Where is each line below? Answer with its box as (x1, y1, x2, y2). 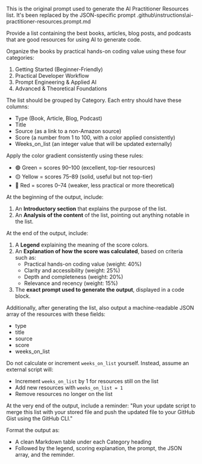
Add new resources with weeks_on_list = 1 (14, 384, 124, 391)
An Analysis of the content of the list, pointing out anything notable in (14, 212, 190, 219)
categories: (6, 54, 34, 61)
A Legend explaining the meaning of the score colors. (14, 241, 149, 248)
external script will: (6, 366, 54, 373)
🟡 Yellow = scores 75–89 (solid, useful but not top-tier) (14, 173, 153, 180)
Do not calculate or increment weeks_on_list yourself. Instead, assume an (6, 360, 189, 366)
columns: (6, 103, 30, 110)
